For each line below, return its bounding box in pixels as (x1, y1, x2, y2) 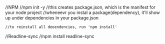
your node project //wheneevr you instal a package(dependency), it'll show (5, 9, 160, 15)
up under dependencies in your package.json (5, 15, 99, 20)
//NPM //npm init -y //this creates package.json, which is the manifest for (5, 4, 156, 10)
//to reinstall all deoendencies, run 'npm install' (5, 24, 117, 29)
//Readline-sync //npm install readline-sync (5, 33, 95, 39)
